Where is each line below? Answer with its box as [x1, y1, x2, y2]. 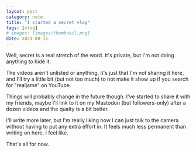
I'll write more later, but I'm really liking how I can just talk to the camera [6, 117, 179, 123]
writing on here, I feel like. [6, 129, 68, 136]
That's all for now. [6, 141, 50, 147]
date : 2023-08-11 [6, 36, 49, 42]
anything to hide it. [6, 58, 51, 65]
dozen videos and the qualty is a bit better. [6, 106, 109, 112]
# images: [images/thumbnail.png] [6, 30, 91, 36]
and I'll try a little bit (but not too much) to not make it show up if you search [6, 75, 189, 82]
